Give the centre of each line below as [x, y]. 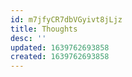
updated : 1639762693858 [60, 47]
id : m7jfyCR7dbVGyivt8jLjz [66, 19]
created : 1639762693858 [60, 57]
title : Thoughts [44, 29]
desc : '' [28, 38]
